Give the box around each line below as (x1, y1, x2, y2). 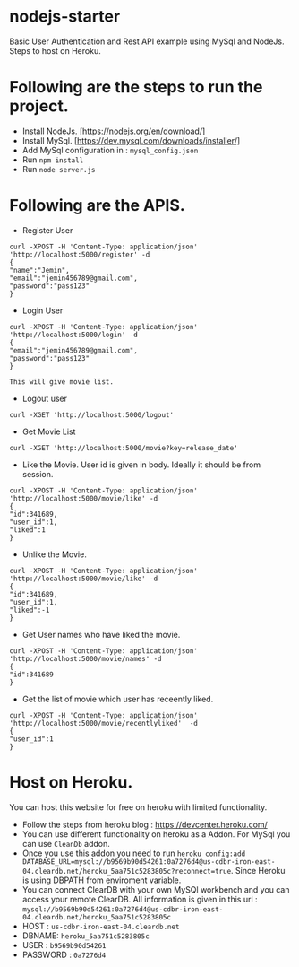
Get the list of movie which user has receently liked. (21, 693, 214, 704)
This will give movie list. (9, 377, 115, 387)
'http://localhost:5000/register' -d (9, 249, 150, 259)
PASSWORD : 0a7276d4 (21, 949, 107, 960)
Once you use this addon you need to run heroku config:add (21, 848, 246, 858)
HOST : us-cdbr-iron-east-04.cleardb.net (21, 920, 180, 931)
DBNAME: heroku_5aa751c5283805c (21, 930, 149, 941)
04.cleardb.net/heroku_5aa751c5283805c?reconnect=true (21, 867, 232, 876)
